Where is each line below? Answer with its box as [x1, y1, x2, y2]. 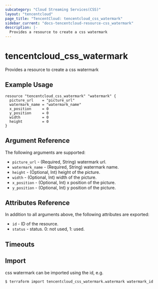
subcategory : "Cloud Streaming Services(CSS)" [5, 7, 101, 12]
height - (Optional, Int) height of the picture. [12, 169, 101, 175]
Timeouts [5, 240, 35, 248]
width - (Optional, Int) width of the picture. [12, 174, 97, 180]
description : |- [5, 25, 38, 30]
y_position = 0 [9, 110, 49, 116]
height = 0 [9, 119, 49, 124]
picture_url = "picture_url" [9, 98, 75, 102]
